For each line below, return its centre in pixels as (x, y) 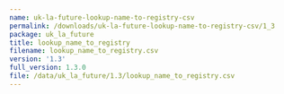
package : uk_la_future (52, 34)
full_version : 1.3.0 (48, 68)
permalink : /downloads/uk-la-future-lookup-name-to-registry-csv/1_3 (142, 26)
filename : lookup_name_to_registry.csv (84, 51)
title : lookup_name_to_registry (70, 43)
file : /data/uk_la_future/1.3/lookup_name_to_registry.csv (122, 76)
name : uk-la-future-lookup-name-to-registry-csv (102, 17)
